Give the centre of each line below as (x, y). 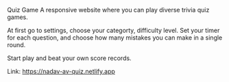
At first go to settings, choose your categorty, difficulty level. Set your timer (113, 30)
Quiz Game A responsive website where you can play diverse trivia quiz (108, 10)
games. (18, 17)
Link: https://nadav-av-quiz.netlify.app (61, 71)
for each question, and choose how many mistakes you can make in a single (115, 38)
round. (16, 45)
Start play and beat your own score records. (69, 58)
